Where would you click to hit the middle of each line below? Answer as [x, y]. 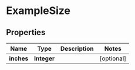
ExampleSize [38, 11]
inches [19, 58]
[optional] [113, 58]
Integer [45, 58]
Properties [26, 32]
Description [77, 49]
